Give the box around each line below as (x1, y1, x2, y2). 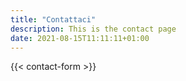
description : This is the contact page (10, 24, 177, 34)
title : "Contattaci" (10, 14, 97, 25)
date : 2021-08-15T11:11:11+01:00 (10, 33, 150, 43)
